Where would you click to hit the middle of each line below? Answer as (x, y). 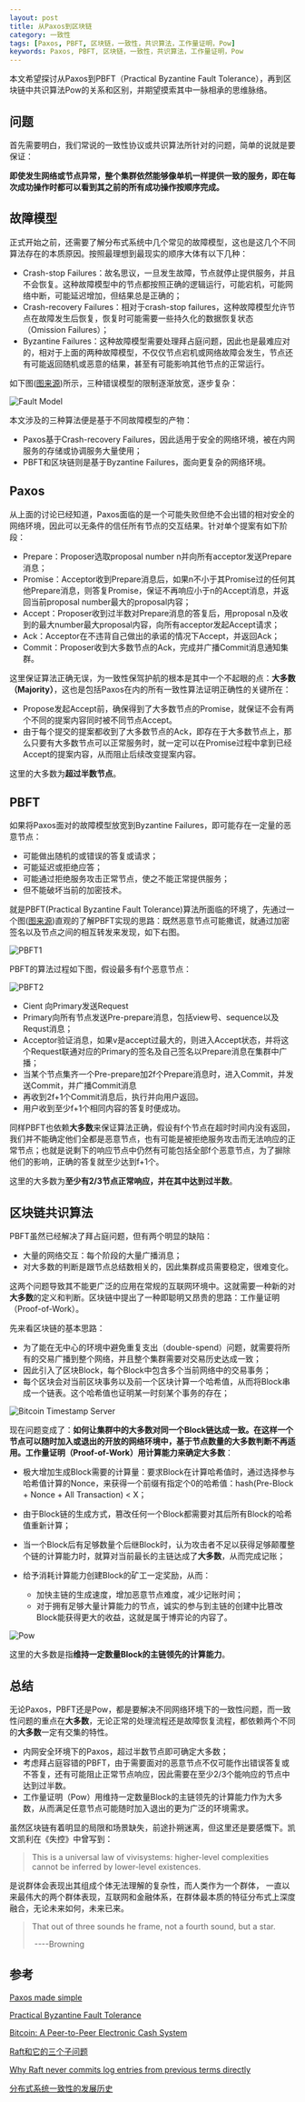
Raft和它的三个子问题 (49, 2051)
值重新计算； (46, 1526)
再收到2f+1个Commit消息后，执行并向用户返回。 (113, 1097)
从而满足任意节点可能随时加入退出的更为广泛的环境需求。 (146, 1808)
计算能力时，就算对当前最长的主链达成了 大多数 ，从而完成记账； (166, 1556)
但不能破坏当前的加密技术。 (74, 890)
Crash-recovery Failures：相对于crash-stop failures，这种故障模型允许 (155, 306)
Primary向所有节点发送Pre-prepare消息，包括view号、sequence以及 (151, 1017)
